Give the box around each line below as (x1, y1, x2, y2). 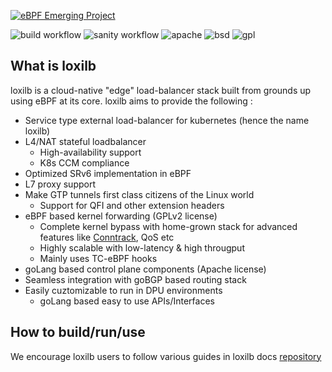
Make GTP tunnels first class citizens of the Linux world (24, 188, 255, 200)
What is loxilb (10, 58, 97, 75)
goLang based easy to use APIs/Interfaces (39, 295, 215, 307)
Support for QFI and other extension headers (39, 199, 225, 211)
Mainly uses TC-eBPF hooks (39, 252, 158, 264)
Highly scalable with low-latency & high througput (39, 241, 245, 254)
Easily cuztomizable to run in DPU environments (24, 284, 223, 296)
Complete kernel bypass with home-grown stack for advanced (39, 220, 298, 232)
